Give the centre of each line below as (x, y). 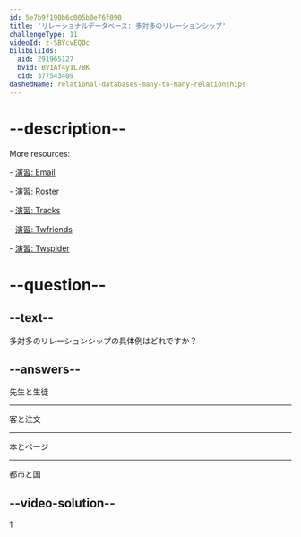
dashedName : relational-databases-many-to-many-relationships (128, 84)
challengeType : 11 (43, 34)
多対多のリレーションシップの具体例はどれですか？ (103, 341)
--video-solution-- (62, 503)
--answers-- (45, 369)
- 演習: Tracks (35, 210)
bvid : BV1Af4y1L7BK (54, 68)
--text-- (31, 318)
